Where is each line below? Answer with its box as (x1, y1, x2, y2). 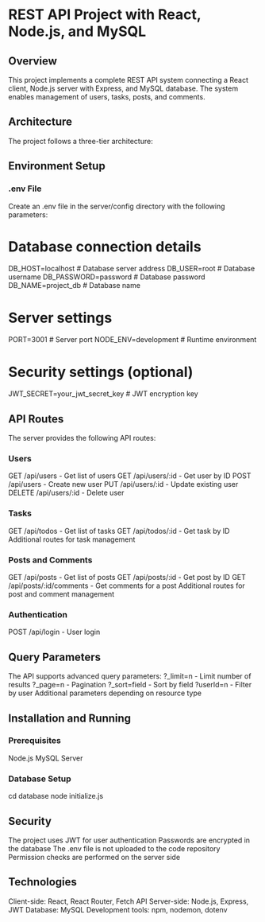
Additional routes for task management (8, 535, 136, 544)
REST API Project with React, (8, 6, 202, 24)
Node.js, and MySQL (8, 22, 147, 41)
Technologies (8, 875, 78, 889)
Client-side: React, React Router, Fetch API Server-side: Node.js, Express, (8, 897, 249, 906)
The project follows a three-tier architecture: (8, 136, 153, 146)
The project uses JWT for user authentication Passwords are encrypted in (8, 835, 251, 845)
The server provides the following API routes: (8, 434, 156, 443)
